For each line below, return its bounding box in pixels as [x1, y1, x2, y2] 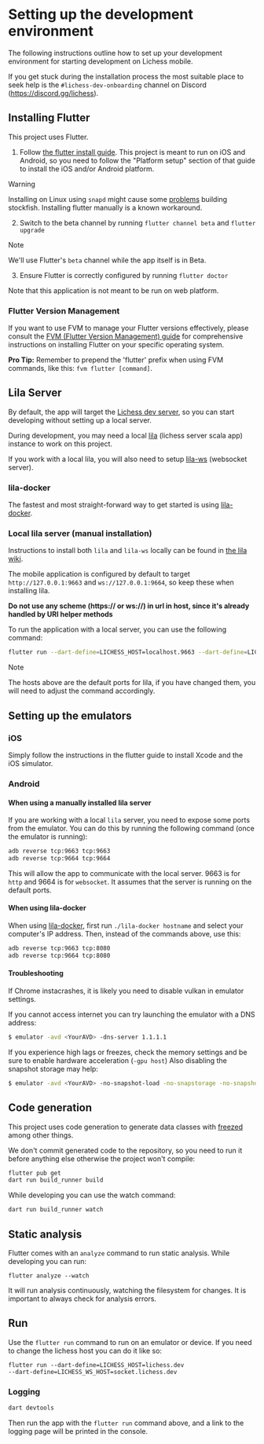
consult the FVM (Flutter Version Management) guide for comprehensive [8, 332, 244, 341]
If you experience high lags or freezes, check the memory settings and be [8, 1047, 247, 1057]
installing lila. [8, 586, 50, 596]
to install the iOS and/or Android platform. [19, 163, 155, 174]
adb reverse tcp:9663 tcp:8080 [8, 944, 111, 952]
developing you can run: [8, 1257, 87, 1266]
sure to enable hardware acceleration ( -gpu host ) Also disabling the [8, 1055, 228, 1065]
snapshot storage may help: [8, 1064, 98, 1073]
